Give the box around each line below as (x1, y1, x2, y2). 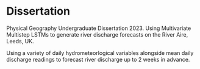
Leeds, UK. (6, 37, 35, 45)
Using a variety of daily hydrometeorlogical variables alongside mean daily (6, 49, 194, 56)
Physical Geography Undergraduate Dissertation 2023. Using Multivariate (6, 24, 191, 32)
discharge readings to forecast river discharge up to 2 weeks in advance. (6, 56, 190, 63)
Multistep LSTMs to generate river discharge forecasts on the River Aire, (6, 31, 188, 38)
